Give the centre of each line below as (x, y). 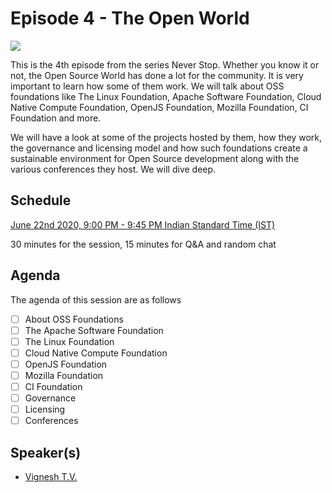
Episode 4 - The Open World (130, 18)
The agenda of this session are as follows (96, 299)
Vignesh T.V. (51, 476)
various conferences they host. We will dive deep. (113, 169)
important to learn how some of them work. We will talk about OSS (147, 86)
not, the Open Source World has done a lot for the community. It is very (157, 75)
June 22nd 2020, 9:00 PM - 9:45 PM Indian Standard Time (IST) (143, 224)
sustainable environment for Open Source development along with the (155, 158)
